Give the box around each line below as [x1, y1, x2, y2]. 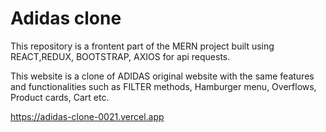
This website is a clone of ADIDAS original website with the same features [10, 70, 315, 82]
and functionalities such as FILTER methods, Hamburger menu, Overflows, [10, 80, 317, 92]
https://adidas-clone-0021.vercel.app [10, 110, 165, 122]
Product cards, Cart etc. [10, 91, 110, 103]
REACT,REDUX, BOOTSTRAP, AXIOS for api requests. [10, 50, 231, 62]
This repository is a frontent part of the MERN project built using [10, 40, 275, 52]
